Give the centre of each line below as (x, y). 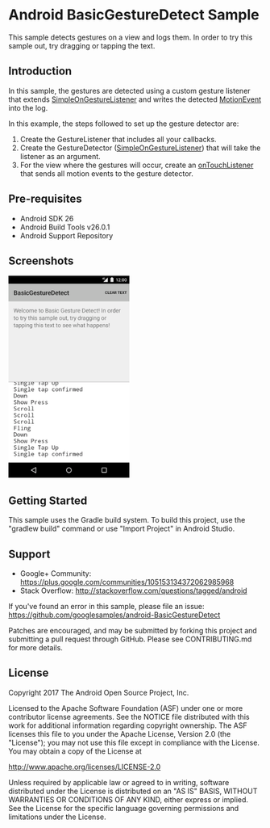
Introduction (40, 71)
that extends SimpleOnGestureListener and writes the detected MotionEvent (135, 99)
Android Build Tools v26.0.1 (65, 227)
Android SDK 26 (47, 218)
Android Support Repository (66, 235)
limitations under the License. (57, 817)
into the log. (28, 107)
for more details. (35, 647)
